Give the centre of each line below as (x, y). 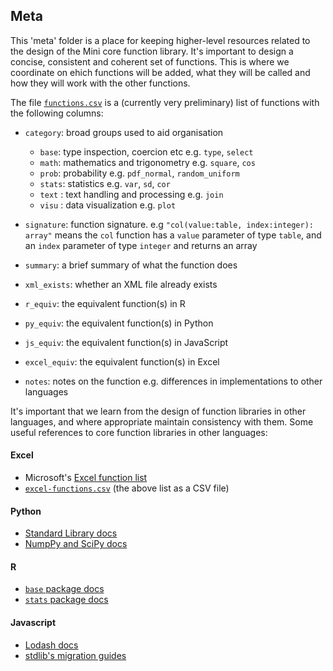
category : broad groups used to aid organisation (124, 132)
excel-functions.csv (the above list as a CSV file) (127, 488)
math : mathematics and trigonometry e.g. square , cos (147, 162)
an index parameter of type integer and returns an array (141, 245)
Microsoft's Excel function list (86, 478)
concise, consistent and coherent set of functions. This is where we (150, 61)
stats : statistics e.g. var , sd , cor (105, 183)
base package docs (64, 589)
